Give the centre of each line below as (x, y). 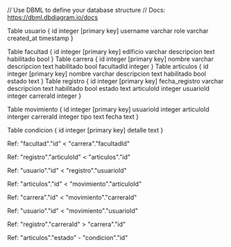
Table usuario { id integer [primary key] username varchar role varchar (108, 31)
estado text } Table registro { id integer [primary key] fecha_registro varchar (115, 81)
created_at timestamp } (41, 38)
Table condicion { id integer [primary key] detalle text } (85, 130)
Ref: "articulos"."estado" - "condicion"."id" (68, 238)
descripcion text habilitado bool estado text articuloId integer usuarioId (109, 88)
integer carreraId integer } (44, 96)
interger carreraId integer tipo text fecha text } (73, 117)
